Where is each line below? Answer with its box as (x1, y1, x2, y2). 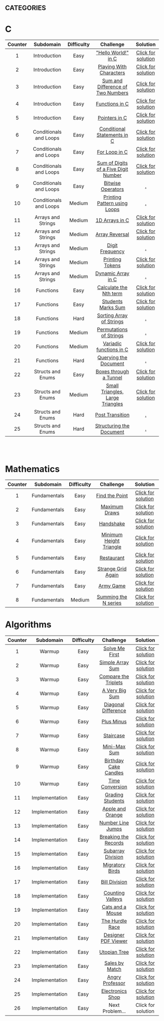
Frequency (100, 248, 125, 255)
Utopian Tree (99, 949, 129, 956)
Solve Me (103, 645, 125, 652)
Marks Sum (99, 304, 125, 311)
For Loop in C (97, 149, 128, 156)
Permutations (97, 326, 128, 333)
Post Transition (95, 412, 130, 419)
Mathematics (5, 463, 60, 475)
